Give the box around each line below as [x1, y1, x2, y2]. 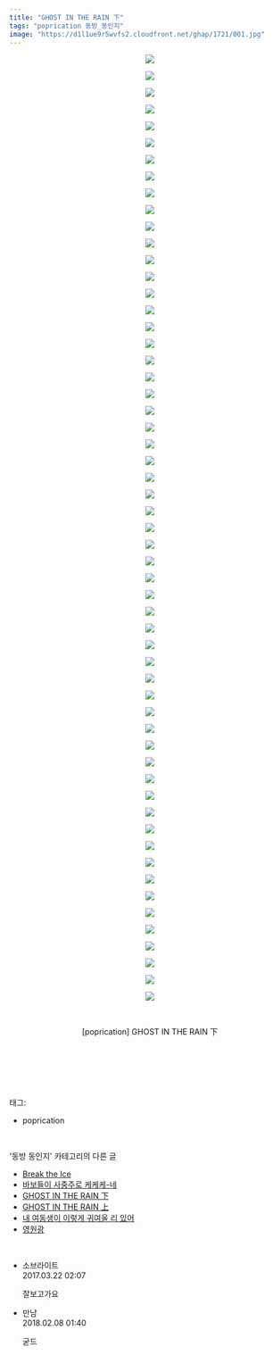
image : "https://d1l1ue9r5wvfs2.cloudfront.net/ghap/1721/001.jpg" [9, 29, 266, 38]
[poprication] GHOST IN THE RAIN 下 [81, 1027, 219, 1037]
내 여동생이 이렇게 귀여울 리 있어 [21, 1213, 135, 1224]
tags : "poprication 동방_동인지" [9, 21, 125, 30]
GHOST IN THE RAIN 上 [21, 1201, 110, 1212]
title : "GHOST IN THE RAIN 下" [9, 12, 125, 22]
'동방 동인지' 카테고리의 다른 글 [9, 1151, 117, 1161]
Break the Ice [21, 1168, 71, 1179]
